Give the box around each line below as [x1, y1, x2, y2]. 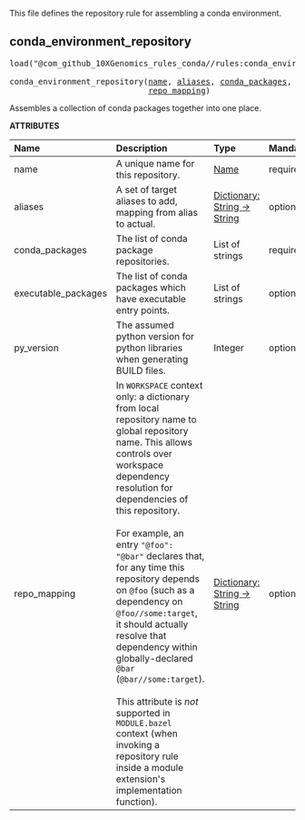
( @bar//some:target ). [115, 673, 205, 685]
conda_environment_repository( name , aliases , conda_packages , [9, 76, 292, 86]
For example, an [115, 527, 184, 540]
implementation [115, 784, 182, 796]
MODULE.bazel [115, 718, 172, 728]
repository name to [115, 413, 197, 426]
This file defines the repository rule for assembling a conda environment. [9, 8, 282, 18]
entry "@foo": [115, 538, 174, 551]
